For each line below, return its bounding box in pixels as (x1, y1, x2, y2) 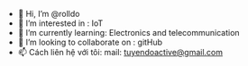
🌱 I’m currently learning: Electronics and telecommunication (17, 28, 241, 37)
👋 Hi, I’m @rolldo (17, 9, 80, 19)
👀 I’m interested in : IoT (17, 18, 104, 29)
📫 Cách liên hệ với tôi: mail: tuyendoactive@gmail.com (17, 47, 224, 57)
